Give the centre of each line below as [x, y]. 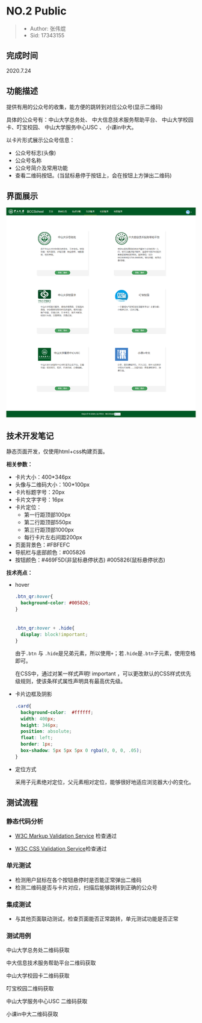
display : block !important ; [54, 635]
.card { [23, 706]
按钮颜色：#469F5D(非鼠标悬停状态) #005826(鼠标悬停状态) [90, 560]
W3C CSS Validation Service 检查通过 [61, 848]
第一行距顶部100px [47, 515]
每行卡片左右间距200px [53, 537]
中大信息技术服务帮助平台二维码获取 [51, 963]
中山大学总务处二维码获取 [38, 950]
